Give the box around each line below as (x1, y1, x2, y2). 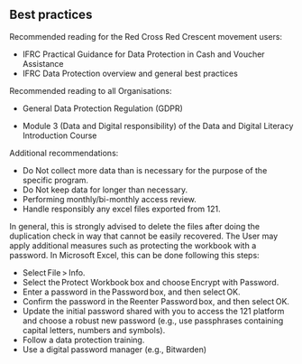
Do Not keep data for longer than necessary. (22, 184, 188, 195)
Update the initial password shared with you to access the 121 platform (22, 305, 285, 316)
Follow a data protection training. (22, 334, 145, 345)
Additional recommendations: (9, 147, 119, 158)
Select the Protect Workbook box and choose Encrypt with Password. (22, 276, 279, 287)
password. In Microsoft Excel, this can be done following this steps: (9, 249, 260, 260)
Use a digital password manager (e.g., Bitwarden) (22, 343, 207, 355)
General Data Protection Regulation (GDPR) (22, 103, 183, 114)
